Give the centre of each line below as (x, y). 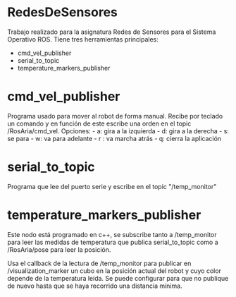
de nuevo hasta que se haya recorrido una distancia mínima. (95, 286)
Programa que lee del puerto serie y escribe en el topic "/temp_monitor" (112, 186)
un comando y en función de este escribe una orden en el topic (99, 123)
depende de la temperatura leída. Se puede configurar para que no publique (118, 278)
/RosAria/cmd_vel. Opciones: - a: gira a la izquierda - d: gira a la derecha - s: (118, 131)
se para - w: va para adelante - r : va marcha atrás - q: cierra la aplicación (114, 138)
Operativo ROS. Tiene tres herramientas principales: (83, 39)
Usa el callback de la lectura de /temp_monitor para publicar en (99, 263)
